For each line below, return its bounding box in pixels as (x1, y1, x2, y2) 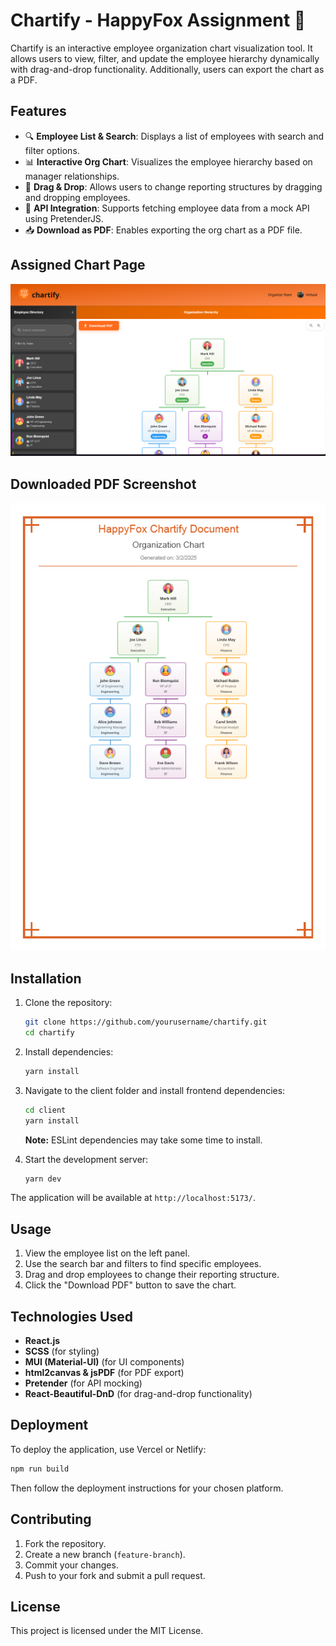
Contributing (10, 1511, 92, 1528)
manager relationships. (24, 170, 120, 182)
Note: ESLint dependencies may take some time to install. (24, 1134, 263, 1146)
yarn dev (24, 1174, 62, 1184)
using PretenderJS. (24, 212, 104, 224)
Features (10, 103, 67, 120)
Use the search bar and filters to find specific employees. (24, 1258, 262, 1270)
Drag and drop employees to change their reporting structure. (24, 1269, 280, 1281)
